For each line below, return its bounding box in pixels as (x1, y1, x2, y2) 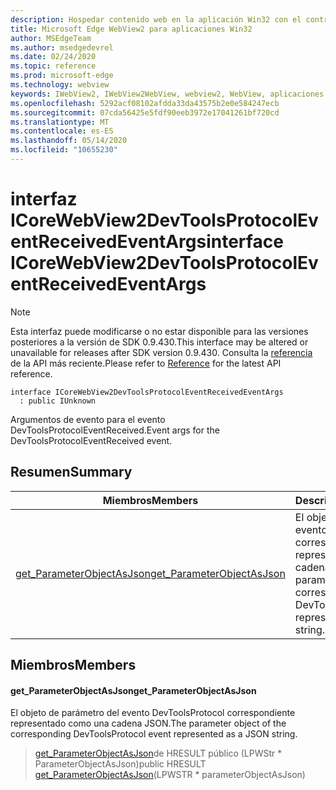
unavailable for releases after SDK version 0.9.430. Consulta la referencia (10, 346, 313, 358)
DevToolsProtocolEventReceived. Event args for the (10, 424, 220, 436)
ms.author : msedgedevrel (10, 42, 114, 53)
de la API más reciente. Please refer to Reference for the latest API (10, 357, 282, 369)
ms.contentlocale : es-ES (10, 126, 114, 136)
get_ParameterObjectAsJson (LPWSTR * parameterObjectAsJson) (34, 769, 306, 781)
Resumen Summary (10, 464, 133, 481)
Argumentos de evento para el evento (10, 413, 166, 425)
